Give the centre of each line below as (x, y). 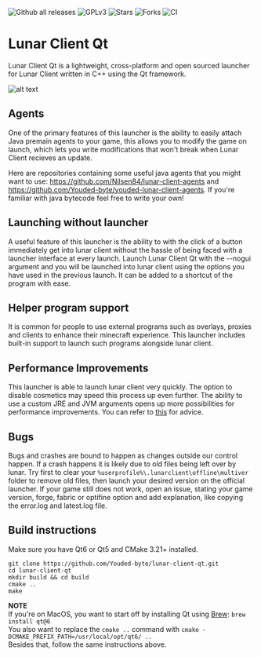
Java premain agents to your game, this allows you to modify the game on (127, 141)
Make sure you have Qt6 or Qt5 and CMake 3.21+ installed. (103, 549)
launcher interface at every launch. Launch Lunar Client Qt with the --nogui (130, 258)
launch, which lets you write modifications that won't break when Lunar (123, 149)
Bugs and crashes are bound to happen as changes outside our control (123, 456)
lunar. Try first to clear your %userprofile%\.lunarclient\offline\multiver (129, 472)
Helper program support (69, 307)
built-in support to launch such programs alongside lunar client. (111, 343)
